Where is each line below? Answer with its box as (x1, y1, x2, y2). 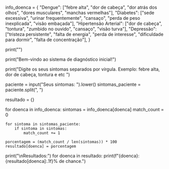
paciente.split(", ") (5, 87, 43, 93)
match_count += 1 (23, 130, 60, 136)
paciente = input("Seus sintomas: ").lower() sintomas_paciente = (5, 81, 141, 87)
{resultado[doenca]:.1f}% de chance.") (5, 158, 86, 164)
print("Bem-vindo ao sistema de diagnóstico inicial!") (5, 56, 117, 62)
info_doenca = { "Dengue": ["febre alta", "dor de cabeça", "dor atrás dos (5, 5, 157, 10)
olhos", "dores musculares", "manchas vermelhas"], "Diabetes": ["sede (5, 10, 154, 16)
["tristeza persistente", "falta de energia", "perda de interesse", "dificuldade (5, 31, 164, 37)
